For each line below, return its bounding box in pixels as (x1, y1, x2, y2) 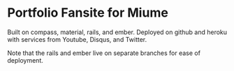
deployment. (7, 56, 43, 64)
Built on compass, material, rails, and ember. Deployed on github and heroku (7, 28, 228, 36)
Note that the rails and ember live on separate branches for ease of (7, 49, 201, 57)
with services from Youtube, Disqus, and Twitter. (7, 35, 147, 43)
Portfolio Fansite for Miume (7, 5, 169, 21)
